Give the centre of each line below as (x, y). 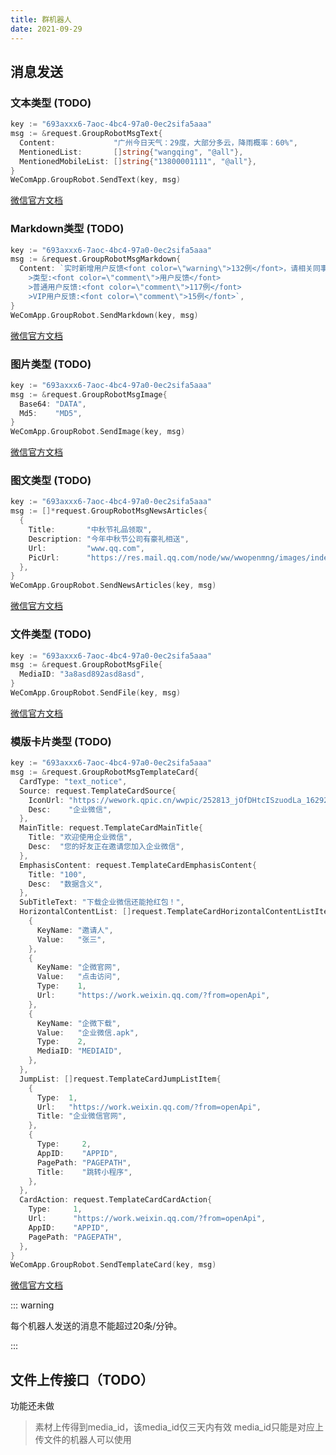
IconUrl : (46, 800)
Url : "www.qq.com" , (86, 548)
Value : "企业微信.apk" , (88, 1032)
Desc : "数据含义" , (65, 884)
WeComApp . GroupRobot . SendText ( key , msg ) (96, 180)
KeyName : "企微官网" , (79, 967)
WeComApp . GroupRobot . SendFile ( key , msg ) (96, 693)
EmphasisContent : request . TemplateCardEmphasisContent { (138, 865)
